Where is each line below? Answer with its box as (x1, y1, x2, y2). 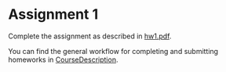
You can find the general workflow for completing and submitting (8, 46, 218, 56)
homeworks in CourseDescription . (8, 55, 118, 64)
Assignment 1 (8, 5, 99, 23)
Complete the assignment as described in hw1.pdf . (8, 31, 172, 41)
